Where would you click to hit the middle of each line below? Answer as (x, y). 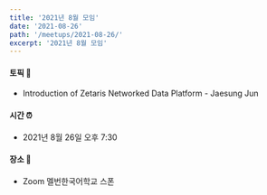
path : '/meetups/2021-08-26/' (67, 34)
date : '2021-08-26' (46, 26)
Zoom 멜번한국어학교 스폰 (68, 181)
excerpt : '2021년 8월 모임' (58, 43)
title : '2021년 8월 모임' (54, 18)
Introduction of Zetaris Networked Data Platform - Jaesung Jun (141, 93)
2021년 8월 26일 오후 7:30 (70, 137)
